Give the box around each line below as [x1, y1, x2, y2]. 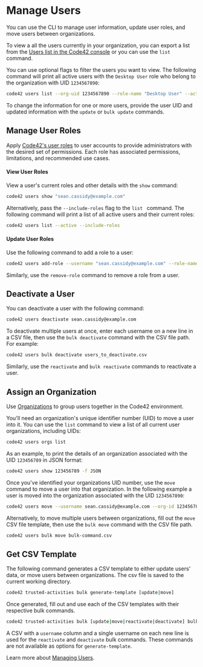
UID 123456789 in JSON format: [6, 456, 83, 464]
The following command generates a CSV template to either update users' [6, 565, 191, 572]
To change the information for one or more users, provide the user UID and [6, 101, 193, 109]
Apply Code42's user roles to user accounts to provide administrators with [6, 141, 192, 148]
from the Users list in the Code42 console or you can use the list [6, 48, 170, 55]
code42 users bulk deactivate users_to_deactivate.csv [6, 352, 147, 358]
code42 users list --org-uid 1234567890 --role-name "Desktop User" [6, 91, 182, 97]
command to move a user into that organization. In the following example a [6, 485, 192, 493]
